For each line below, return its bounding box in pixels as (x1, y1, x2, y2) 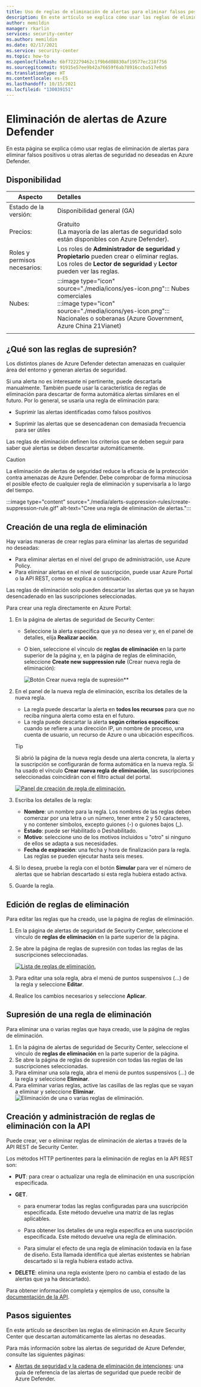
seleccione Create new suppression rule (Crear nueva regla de (23, 659, 181, 666)
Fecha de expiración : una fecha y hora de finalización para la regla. (23, 846, 191, 853)
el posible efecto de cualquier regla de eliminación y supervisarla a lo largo (6, 480, 191, 487)
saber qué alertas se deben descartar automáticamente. (6, 444, 145, 452)
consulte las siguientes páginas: (6, 1351, 86, 1358)
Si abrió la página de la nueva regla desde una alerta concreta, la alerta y (14, 754, 195, 761)
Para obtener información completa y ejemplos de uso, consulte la (6, 1287, 170, 1294)
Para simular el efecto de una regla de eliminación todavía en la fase (23, 1245, 193, 1252)
